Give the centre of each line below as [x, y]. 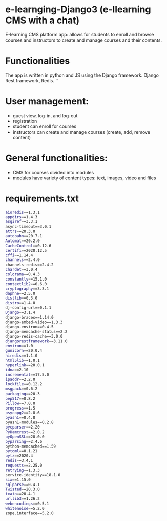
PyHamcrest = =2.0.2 [25, 432]
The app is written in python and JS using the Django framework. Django [82, 75]
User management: [47, 101]
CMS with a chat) [43, 20]
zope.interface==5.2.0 [29, 513]
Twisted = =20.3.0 [23, 489]
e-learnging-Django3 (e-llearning [78, 10]
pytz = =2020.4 [19, 456]
